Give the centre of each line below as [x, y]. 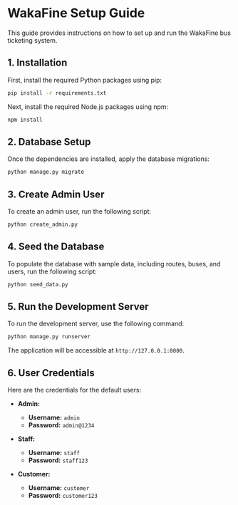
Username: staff [54, 453]
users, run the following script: [52, 271]
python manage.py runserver [49, 337]
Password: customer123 [63, 496]
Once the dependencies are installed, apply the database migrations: [109, 159]
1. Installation [37, 63]
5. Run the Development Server [78, 307]
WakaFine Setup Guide [76, 13]
